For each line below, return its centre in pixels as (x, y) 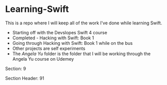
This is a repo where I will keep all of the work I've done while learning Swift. (84, 23)
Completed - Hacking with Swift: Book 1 (53, 38)
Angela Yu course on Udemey (43, 59)
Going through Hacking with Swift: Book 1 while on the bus (73, 43)
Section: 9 (16, 69)
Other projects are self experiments (49, 48)
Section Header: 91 (25, 78)
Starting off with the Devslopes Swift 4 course (60, 32)
